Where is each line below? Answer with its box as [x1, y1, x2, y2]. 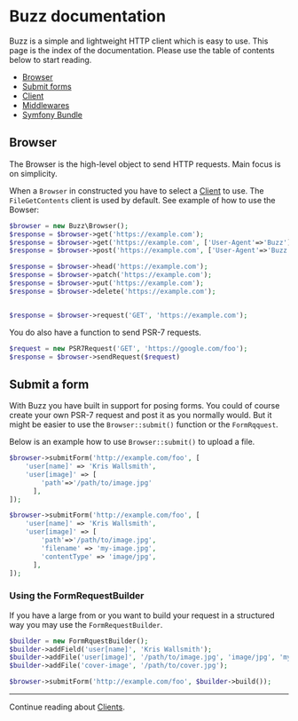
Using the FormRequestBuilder [9, 590, 145, 602]
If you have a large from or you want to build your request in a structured [9, 610, 275, 621]
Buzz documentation [9, 6, 167, 27]
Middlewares [21, 99, 70, 110]
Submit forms [21, 81, 73, 91]
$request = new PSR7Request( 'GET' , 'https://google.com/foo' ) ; [9, 344, 248, 353]
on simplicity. [9, 168, 58, 178]
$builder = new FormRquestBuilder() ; [9, 637, 149, 646]
